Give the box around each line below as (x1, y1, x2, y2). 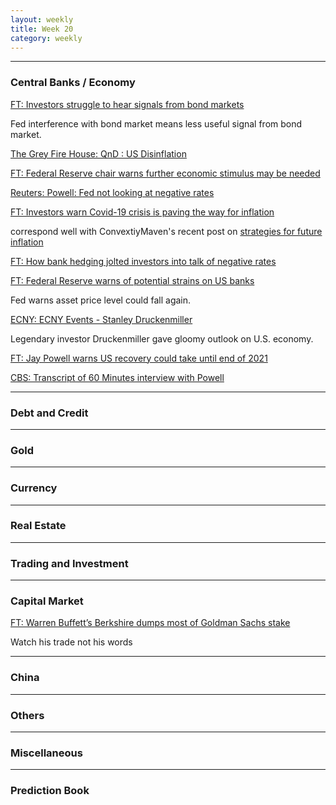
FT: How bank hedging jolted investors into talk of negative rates (10, 255, 277, 267)
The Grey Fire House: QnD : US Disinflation (10, 147, 187, 160)
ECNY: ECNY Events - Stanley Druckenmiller (10, 313, 193, 325)
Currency (10, 481, 58, 495)
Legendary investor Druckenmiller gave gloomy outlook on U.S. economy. (10, 332, 314, 345)
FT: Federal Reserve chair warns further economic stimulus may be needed (10, 167, 321, 179)
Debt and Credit (10, 406, 89, 420)
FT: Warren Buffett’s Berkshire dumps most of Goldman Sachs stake (10, 617, 291, 629)
